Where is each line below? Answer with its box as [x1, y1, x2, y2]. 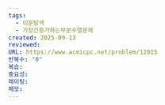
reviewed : [8, 41, 41, 49]
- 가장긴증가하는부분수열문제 [15, 26, 94, 34]
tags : [8, 11, 26, 20]
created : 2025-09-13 [8, 33, 77, 42]
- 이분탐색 [15, 19, 45, 27]
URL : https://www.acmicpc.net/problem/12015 [8, 48, 158, 56]
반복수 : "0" [8, 56, 43, 64]
